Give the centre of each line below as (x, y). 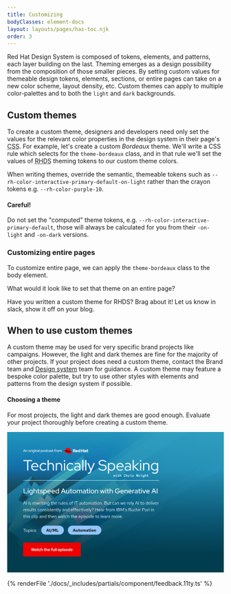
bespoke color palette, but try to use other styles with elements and (103, 376)
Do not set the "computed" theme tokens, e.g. (72, 220)
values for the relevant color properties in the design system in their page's (113, 139)
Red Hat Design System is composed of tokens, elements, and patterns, (109, 57)
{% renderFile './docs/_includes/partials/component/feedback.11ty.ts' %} (110, 583)
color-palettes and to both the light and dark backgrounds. (91, 94)
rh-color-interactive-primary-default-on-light (77, 183)
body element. (27, 275)
